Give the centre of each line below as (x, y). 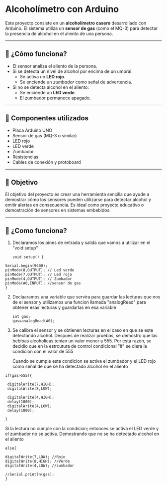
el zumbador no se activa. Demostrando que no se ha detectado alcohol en (82, 434)
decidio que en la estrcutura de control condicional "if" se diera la (80, 346)
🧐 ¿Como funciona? (36, 231)
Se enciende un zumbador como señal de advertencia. (76, 82)
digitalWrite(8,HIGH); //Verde (38, 462)
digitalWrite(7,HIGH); (31, 384)
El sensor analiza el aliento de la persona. (55, 66)
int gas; (21, 317)
